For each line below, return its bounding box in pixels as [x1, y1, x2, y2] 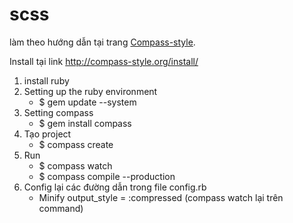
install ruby [23, 74, 70, 87]
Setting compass [23, 106, 94, 118]
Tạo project [23, 128, 72, 140]
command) [38, 202, 84, 214]
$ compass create [38, 138, 114, 150]
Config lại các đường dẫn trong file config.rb [23, 181, 207, 193]
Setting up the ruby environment [23, 85, 158, 97]
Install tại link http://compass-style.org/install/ [9, 55, 199, 67]
